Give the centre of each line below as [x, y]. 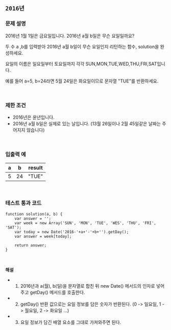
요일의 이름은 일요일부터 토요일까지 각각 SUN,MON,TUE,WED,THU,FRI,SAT [81, 64]
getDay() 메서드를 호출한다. [57, 292]
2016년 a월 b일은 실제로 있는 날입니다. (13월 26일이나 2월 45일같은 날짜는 [87, 123]
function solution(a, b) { [34, 214]
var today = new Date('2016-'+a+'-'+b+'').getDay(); [72, 232]
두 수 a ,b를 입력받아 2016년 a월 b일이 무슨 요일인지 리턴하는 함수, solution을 [82, 46]
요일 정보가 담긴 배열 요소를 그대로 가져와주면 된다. [71, 322]
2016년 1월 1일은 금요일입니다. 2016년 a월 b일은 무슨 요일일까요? [70, 36]
